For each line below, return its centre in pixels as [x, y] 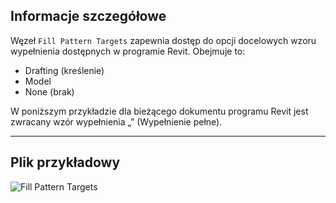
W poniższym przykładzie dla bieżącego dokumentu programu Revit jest [159, 111]
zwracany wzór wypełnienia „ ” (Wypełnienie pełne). [116, 121]
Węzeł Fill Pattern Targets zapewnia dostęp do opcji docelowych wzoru [163, 40]
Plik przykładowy [65, 162]
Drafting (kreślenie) [64, 70]
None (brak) [49, 91]
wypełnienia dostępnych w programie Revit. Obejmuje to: [128, 51]
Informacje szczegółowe [88, 16]
